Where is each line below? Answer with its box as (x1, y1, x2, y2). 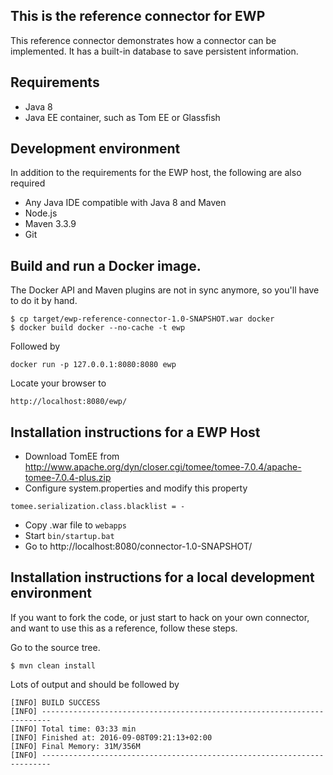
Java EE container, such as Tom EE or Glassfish (24, 111, 221, 123)
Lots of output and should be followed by (10, 678, 180, 690)
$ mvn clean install (10, 660, 97, 671)
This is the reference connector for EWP (10, 8, 266, 25)
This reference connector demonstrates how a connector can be (10, 34, 277, 46)
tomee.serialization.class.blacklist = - (10, 502, 186, 512)
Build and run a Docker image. (10, 257, 202, 274)
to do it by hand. (10, 295, 78, 307)
